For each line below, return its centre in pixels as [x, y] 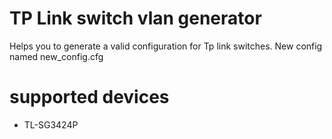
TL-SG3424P [51, 124]
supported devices [89, 97]
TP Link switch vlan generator [135, 18]
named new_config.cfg [56, 56]
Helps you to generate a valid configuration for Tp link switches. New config [166, 46]
